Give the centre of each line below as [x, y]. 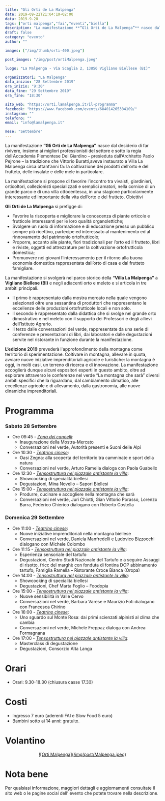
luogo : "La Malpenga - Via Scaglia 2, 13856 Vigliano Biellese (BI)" [78, 68]
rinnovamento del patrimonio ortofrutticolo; [56, 237]
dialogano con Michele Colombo [52, 544]
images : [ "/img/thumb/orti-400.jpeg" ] [45, 50]
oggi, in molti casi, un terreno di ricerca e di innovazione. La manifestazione [82, 365]
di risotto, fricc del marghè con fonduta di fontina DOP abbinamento [88, 565]
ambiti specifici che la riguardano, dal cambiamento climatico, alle [72, 380]
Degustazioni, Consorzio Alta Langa [56, 648]
